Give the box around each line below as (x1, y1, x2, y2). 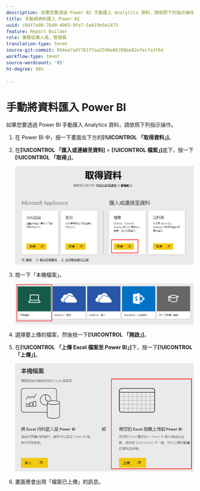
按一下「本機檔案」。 (14, 271, 65, 278)
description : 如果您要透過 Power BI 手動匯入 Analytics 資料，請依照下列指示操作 (6, 10, 195, 15)
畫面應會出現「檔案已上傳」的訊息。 (14, 479, 104, 486)
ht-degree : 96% (6, 66, 44, 72)
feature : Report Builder (6, 29, 68, 34)
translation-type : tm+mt (6, 41, 68, 47)
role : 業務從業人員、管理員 (6, 34, 67, 41)
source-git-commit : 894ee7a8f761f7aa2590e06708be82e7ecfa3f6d (6, 48, 164, 53)
